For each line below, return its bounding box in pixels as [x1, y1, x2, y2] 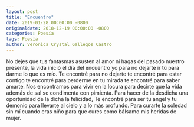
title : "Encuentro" [6, 14, 54, 20]
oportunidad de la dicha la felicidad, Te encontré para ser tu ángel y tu [6, 95, 177, 102]
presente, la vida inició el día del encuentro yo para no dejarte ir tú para [6, 64, 180, 71]
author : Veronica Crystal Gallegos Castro [6, 42, 112, 48]
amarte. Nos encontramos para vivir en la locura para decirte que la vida [6, 83, 182, 90]
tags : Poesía [6, 36, 38, 42]
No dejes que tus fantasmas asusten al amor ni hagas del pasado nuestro [6, 57, 185, 65]
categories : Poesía [6, 31, 54, 37]
